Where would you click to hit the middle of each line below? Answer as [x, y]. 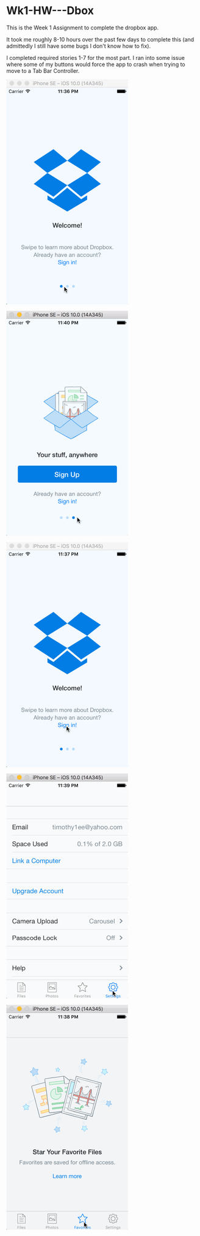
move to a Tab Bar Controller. [43, 70]
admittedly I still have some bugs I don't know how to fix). [79, 46]
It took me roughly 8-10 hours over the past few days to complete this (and [100, 39]
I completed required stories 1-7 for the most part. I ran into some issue [95, 58]
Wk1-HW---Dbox [50, 11]
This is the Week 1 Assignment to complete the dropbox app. [83, 28]
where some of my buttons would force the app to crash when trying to [96, 64]
